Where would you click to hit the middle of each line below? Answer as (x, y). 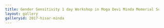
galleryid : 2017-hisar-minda (35, 18)
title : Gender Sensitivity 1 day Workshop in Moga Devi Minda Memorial (79, 9)
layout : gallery (21, 14)
